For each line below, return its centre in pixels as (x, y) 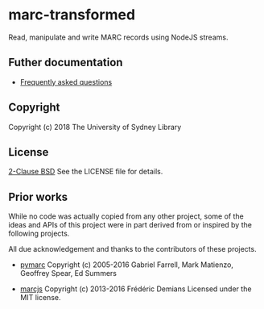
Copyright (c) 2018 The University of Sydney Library (95, 127)
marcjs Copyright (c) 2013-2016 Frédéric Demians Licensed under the (136, 289)
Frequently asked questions (66, 81)
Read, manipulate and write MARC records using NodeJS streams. (118, 37)
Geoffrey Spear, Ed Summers (68, 274)
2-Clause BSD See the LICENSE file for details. (86, 172)
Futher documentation (66, 63)
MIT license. (40, 298)
